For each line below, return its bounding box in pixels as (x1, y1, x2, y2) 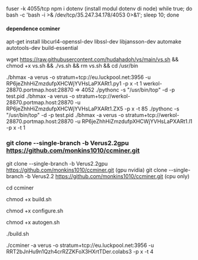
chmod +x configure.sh (6, 207, 64, 214)
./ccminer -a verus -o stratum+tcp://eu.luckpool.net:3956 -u (6, 242, 155, 249)
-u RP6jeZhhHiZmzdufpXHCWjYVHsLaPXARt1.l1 (74, 118, 193, 125)
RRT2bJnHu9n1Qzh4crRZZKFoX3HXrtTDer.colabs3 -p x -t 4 (6, 248, 154, 255)
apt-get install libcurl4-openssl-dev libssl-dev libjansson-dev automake (6, 38, 181, 45)
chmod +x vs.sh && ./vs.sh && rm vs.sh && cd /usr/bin (6, 62, 139, 69)
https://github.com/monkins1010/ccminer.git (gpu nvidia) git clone (6, 166, 168, 173)
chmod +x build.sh (6, 195, 52, 202)
